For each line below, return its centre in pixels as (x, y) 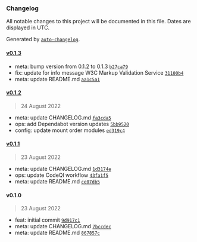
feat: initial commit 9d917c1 (47, 220)
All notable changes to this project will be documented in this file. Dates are (99, 22)
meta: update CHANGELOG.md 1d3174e (63, 169)
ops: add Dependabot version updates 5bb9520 (72, 124)
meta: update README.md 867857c (57, 233)
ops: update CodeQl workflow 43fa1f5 (62, 175)
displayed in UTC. (28, 27)
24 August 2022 (41, 106)
